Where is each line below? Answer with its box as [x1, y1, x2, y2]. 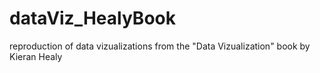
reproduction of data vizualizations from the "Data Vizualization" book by [9, 40, 311, 52]
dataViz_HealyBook [9, 7, 176, 30]
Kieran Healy [9, 50, 63, 62]
